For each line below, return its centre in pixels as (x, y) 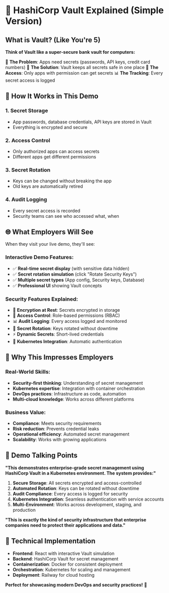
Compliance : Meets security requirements (57, 423)
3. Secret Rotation (28, 170)
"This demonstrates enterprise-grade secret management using (75, 468)
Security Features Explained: (42, 299)
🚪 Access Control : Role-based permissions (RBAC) (66, 315)
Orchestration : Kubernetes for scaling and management (72, 569)
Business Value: (26, 412)
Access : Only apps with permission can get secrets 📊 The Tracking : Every (84, 73)
